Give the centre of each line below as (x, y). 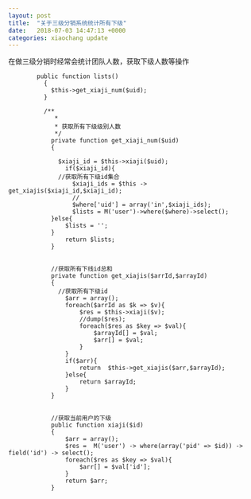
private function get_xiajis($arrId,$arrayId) (129, 276)
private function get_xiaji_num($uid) (115, 141)
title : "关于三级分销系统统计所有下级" (68, 23)
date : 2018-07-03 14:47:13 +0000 (67, 30)
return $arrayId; (108, 382)
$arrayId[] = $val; (125, 333)
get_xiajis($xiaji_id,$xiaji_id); (66, 191)
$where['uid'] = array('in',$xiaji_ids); (142, 205)
